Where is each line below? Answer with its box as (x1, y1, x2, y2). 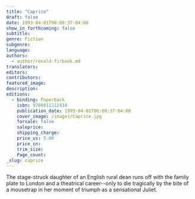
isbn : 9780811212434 (17, 102, 68, 108)
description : (6, 86, 39, 92)
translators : (6, 63, 39, 70)
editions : (6, 91, 31, 97)
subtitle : (6, 31, 31, 37)
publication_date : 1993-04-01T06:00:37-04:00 (17, 108, 132, 114)
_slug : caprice (6, 158, 44, 163)
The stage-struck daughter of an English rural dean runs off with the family (6, 174, 189, 181)
